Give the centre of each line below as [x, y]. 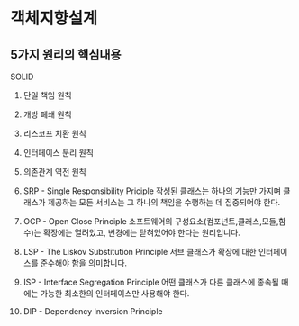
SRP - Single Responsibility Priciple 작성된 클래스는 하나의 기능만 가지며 [152, 191]
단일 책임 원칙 [47, 95]
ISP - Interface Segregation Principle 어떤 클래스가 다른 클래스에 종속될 [151, 282]
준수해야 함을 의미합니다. [84, 263]
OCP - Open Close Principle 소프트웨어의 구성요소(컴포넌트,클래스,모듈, [151, 221]
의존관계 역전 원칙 [54, 172]
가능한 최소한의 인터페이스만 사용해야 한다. [115, 293]
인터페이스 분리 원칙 [58, 153]
